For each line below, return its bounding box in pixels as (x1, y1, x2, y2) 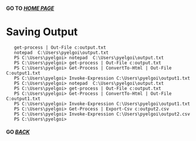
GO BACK (6, 129, 31, 136)
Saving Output (6, 25, 78, 38)
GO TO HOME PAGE (6, 5, 55, 12)
